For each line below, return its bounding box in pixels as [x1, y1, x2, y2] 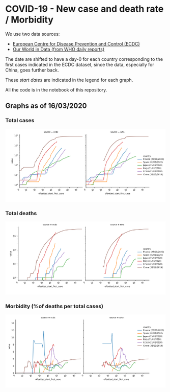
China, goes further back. [5, 67, 59, 73]
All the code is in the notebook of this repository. [5, 86, 107, 93]
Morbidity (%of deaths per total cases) [5, 303, 103, 310]
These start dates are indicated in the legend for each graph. [5, 77, 133, 83]
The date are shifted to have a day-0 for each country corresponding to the [5, 56, 163, 62]
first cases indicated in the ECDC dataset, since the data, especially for [5, 61, 154, 67]
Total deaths [5, 210, 37, 217]
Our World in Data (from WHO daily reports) [12, 46, 105, 52]
